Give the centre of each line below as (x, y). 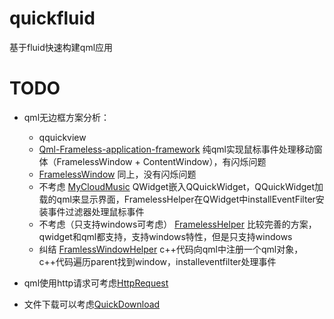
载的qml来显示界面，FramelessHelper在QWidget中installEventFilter (177, 199)
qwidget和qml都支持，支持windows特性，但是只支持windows (165, 236)
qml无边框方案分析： (67, 117)
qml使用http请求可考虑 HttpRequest (96, 283)
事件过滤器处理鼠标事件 (96, 211)
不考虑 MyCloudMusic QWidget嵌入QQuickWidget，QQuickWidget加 (181, 186)
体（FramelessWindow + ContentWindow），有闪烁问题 (152, 161)
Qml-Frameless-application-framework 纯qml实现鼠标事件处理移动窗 (180, 149)
